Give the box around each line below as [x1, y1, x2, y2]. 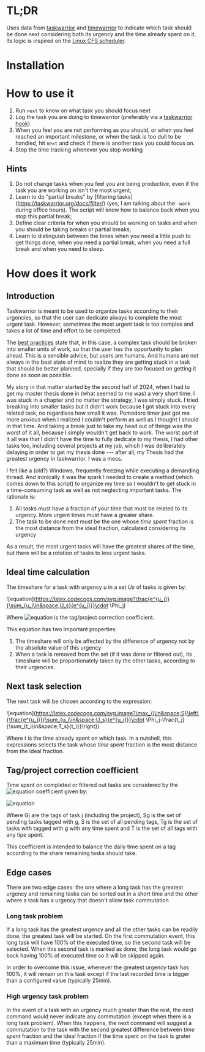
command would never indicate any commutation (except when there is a [6, 1013, 192, 1020]
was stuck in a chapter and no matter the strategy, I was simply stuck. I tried [6, 396, 199, 404]
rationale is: [6, 493, 35, 500]
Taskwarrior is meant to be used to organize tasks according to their [6, 307, 179, 315]
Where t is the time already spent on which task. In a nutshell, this [6, 734, 173, 742]
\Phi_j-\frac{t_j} [146, 716, 185, 723]
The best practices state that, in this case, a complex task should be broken [6, 339, 197, 346]
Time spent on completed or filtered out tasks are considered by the [6, 781, 179, 789]
